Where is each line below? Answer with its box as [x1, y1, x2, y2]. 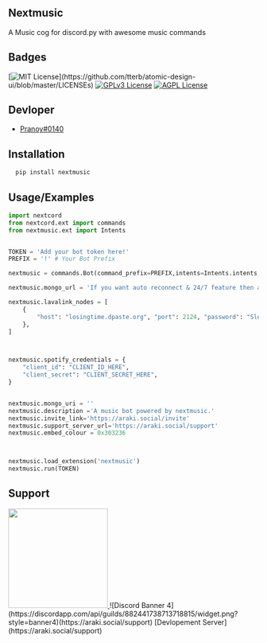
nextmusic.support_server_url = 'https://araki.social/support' [8, 422, 219, 430]
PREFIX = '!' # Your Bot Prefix [8, 255, 115, 263]
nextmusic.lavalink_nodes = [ [8, 298, 109, 306]
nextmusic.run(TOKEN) [8, 465, 80, 473]
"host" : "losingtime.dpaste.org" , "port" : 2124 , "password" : [37, 313, 244, 321]
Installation [8, 147, 65, 161]
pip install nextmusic [15, 169, 91, 177]
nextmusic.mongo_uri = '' [8, 399, 94, 407]
